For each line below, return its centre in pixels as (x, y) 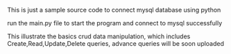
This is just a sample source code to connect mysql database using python (114, 10)
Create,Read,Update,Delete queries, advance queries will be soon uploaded (115, 43)
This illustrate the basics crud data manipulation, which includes (99, 36)
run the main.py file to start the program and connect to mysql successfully (115, 23)
